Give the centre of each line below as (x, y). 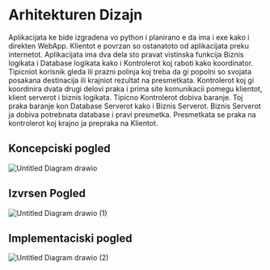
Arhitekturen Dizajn (76, 15)
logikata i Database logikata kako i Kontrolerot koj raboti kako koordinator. (131, 63)
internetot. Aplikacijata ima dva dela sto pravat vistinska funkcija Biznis (126, 54)
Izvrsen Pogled (47, 194)
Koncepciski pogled (59, 148)
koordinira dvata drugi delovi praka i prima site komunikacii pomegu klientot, (135, 89)
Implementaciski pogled (70, 238)
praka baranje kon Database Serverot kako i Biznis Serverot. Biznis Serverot (135, 106)
